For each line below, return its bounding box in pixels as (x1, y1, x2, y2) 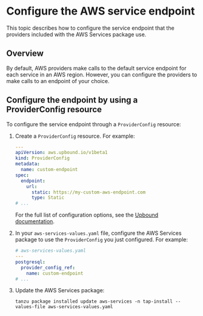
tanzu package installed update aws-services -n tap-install (15, 298, 173, 304)
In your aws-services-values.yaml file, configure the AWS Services (15, 229, 182, 237)
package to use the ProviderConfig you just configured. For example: (15, 236, 188, 243)
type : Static (31, 195, 65, 201)
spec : (15, 172, 29, 178)
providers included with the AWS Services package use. (6, 30, 147, 38)
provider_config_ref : (21, 264, 76, 271)
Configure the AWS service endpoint (6, 4, 195, 18)
